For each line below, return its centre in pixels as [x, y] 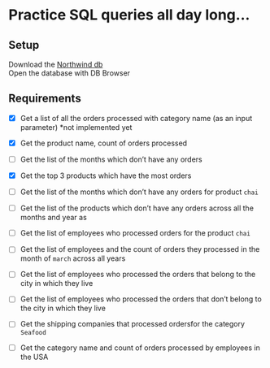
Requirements [45, 99]
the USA [34, 357]
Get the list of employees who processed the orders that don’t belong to [141, 299]
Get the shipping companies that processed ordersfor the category [133, 324]
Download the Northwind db [56, 64]
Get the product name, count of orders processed [104, 143]
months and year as [53, 218]
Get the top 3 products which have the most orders [106, 175]
